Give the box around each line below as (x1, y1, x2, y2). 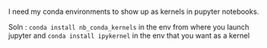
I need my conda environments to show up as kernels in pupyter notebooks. (8, 7, 259, 16)
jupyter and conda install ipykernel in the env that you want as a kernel (8, 31, 250, 40)
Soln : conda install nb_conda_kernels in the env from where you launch (8, 22, 250, 31)
